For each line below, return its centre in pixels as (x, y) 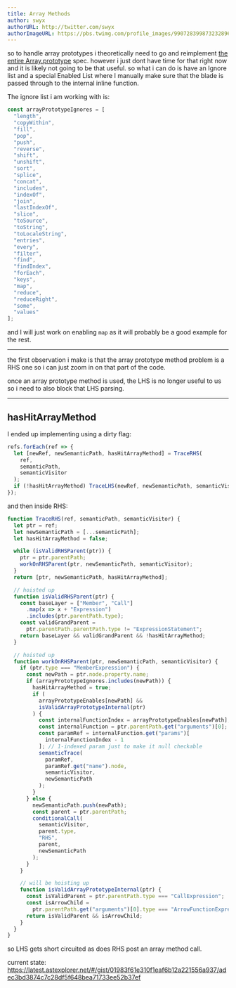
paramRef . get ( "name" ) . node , (86, 766)
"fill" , (25, 129)
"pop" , (23, 136)
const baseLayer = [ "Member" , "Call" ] (77, 603)
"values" (26, 312)
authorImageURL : (31, 33)
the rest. (19, 340)
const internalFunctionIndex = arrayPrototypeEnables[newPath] (133, 720)
